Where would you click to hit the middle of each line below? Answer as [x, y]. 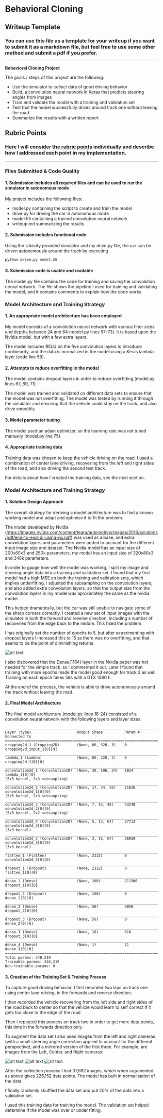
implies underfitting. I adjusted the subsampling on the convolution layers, [79, 583]
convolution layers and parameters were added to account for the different [80, 542]
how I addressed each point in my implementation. [66, 153]
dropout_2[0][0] [21, 911]
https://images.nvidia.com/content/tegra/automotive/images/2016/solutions [82, 532]
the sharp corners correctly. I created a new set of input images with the [77, 613]
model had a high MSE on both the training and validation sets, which [74, 578]
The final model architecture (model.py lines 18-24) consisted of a [71, 714]
